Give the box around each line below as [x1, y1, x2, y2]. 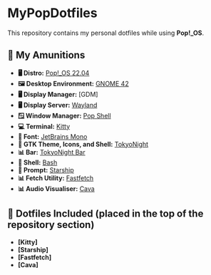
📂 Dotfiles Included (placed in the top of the [7, 208, 204, 220]
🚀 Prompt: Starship [17, 165, 75, 174]
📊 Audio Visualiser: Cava [17, 184, 95, 193]
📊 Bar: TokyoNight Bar [17, 147, 86, 156]
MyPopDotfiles [7, 5, 98, 21]
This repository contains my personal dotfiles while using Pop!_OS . [7, 28, 205, 37]
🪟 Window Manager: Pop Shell [17, 111, 112, 120]
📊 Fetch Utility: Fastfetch [17, 173, 94, 182]
